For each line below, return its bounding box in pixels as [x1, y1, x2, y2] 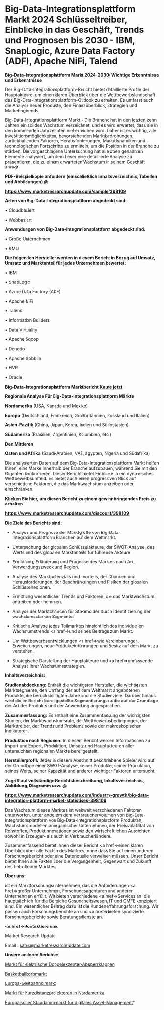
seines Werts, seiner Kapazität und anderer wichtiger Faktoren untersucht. [5, 768, 156, 774]
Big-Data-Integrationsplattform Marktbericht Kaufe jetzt [5, 384, 123, 390]
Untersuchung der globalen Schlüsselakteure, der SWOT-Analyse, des [12, 544, 155, 550]
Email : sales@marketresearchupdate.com [5, 942, 91, 948]
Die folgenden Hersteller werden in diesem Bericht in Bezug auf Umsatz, [5, 254, 156, 261]
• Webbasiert [5, 217, 32, 223]
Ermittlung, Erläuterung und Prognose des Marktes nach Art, [12, 559, 135, 564]
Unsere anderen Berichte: [5, 952, 59, 957]
